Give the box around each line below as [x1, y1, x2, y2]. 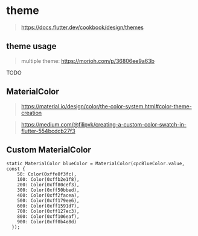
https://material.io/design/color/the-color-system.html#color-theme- [21, 102, 192, 110]
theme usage [6, 41, 57, 51]
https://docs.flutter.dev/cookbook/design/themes [21, 24, 144, 31]
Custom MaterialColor [6, 145, 92, 155]
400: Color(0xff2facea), [17, 192, 80, 198]
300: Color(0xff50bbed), [17, 187, 80, 194]
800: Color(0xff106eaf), [17, 214, 80, 220]
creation [21, 109, 42, 116]
